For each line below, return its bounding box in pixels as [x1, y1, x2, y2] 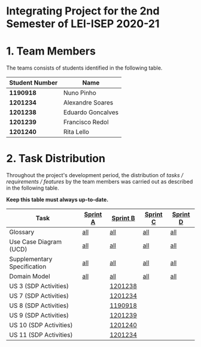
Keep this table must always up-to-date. [6, 196, 109, 204]
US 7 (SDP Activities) [9, 292, 69, 300]
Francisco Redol [63, 118, 109, 127]
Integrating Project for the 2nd [6, 4, 160, 18]
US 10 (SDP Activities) [9, 321, 73, 330]
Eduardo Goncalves [63, 108, 118, 116]
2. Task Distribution [6, 152, 106, 166]
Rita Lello [63, 128, 90, 136]
